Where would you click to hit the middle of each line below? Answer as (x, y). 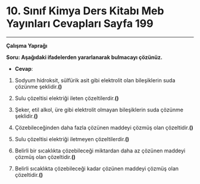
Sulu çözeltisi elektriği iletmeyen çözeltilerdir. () (72, 139)
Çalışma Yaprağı (27, 45)
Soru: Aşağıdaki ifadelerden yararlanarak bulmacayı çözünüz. (84, 57)
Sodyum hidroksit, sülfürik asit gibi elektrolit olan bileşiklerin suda (95, 80)
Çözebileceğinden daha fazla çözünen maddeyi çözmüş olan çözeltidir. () (104, 127)
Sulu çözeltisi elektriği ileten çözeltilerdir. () (67, 98)
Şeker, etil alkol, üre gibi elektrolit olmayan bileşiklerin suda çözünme (99, 110)
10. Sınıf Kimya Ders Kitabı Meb (85, 11)
